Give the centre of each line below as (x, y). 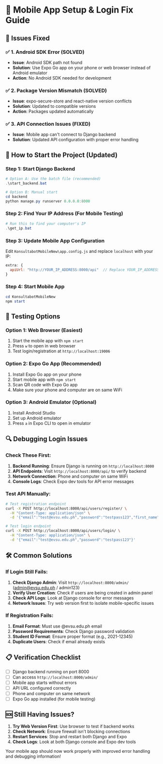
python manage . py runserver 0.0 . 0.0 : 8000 (48, 201)
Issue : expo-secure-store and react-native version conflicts (72, 101)
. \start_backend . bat (26, 183)
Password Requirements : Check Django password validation (74, 631)
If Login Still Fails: (27, 572)
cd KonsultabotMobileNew (30, 297)
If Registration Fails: (30, 615)
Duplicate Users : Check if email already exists (59, 641)
